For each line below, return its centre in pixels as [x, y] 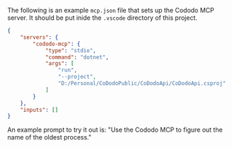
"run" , [68, 70]
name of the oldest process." [50, 137]
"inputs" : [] [39, 110]
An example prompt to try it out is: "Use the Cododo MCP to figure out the [115, 130]
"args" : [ [59, 64]
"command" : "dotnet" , [77, 57]
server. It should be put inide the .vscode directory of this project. [103, 18]
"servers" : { [39, 37]
